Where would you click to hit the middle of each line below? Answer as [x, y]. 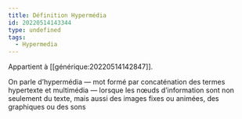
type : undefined [34, 30]
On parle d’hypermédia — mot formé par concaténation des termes [117, 82]
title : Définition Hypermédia [58, 15]
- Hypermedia [36, 45]
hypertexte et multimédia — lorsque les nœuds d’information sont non [121, 90]
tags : [17, 37]
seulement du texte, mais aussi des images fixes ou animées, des [114, 99]
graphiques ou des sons [47, 107]
